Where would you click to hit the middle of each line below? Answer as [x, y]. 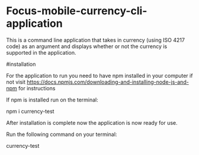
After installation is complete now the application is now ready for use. [92, 122]
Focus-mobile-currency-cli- [77, 11]
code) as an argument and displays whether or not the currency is [87, 46]
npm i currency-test [30, 111]
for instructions [37, 88]
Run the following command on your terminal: [62, 134]
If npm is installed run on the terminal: [52, 100]
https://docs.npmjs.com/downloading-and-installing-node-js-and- [108, 82]
